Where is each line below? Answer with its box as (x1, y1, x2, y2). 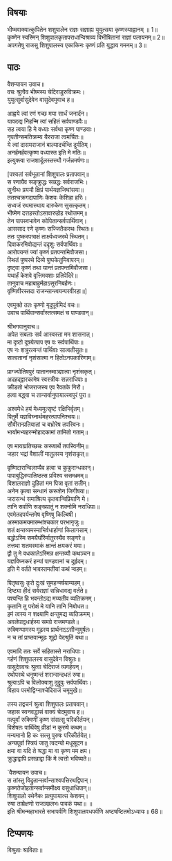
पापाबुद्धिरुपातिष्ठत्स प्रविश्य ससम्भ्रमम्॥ (7, 471, 88, 479)
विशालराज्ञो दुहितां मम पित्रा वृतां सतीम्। (7, 479, 90, 487)
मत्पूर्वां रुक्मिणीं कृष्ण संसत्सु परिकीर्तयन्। (7, 715, 94, 724)
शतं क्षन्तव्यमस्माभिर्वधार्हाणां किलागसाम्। (7, 526, 92, 534)
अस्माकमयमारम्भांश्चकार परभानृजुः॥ (7, 517, 84, 526)
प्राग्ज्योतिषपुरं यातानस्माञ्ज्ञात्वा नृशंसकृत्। (7, 367, 97, 375)
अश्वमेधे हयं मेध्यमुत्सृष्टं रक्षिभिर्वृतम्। (7, 405, 84, 413)
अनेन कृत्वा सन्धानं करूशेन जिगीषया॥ (7, 486, 89, 495)
